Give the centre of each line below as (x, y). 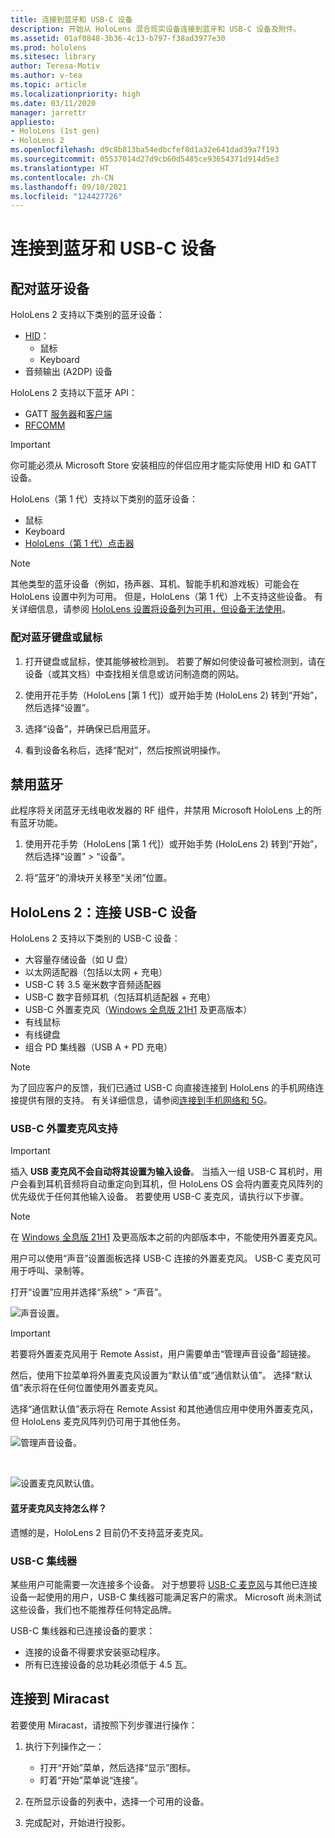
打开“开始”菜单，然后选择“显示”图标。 (118, 1767)
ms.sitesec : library (53, 57)
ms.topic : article (48, 85)
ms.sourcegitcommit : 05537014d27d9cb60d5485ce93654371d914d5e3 (145, 159)
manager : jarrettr (48, 112)
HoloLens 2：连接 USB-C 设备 (103, 912)
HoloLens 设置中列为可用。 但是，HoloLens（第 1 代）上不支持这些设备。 (161, 597)
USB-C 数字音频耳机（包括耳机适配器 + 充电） (120, 997)
